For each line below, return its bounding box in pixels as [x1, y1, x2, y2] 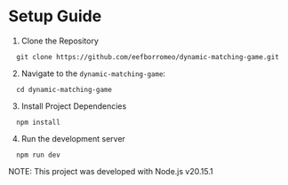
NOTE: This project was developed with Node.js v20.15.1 [8, 166, 214, 176]
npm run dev [16, 150, 61, 159]
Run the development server [20, 133, 126, 143]
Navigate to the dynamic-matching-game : [20, 68, 166, 79]
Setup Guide [8, 6, 102, 27]
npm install [16, 118, 61, 127]
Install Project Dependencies [20, 100, 127, 112]
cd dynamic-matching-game [16, 85, 113, 94]
